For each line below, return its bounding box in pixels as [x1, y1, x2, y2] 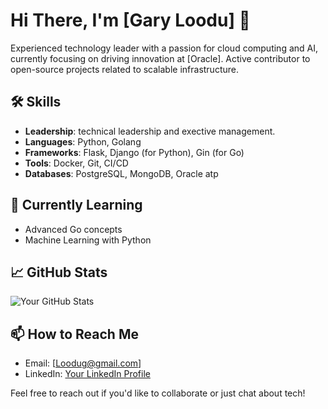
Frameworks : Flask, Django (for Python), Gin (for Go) [24, 146, 245, 158]
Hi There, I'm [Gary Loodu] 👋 [10, 9, 251, 32]
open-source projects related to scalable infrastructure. [10, 63, 239, 75]
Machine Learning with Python [24, 234, 152, 246]
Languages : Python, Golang [24, 135, 142, 148]
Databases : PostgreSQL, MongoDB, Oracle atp [24, 167, 219, 179]
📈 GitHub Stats [10, 264, 108, 281]
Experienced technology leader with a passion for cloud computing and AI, [10, 42, 319, 54]
